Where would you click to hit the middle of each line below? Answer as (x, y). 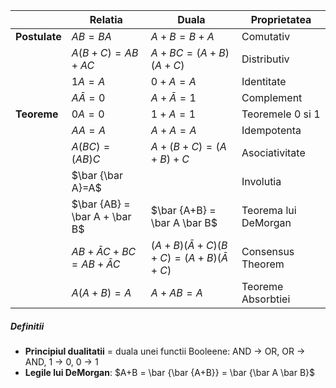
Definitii (27, 326)
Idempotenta (271, 130)
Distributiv (265, 59)
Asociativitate (273, 152)
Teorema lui (269, 210)
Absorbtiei (266, 299)
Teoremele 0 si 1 (281, 114)
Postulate (38, 36)
